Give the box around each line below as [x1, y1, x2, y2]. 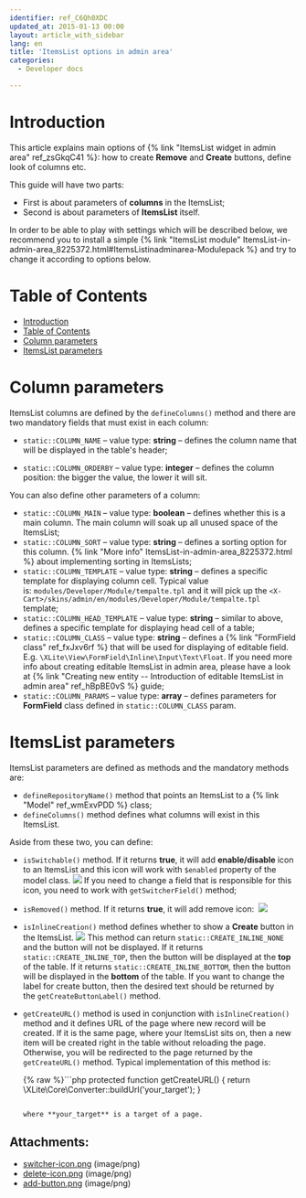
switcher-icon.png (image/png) [22, 1159, 141, 1170]
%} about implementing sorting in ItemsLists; [22, 555, 192, 567]
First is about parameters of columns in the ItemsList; [22, 197, 226, 208]
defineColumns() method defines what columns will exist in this [22, 808, 260, 819]
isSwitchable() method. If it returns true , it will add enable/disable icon [22, 854, 294, 865]
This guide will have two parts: [9, 179, 125, 190]
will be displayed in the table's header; [22, 444, 168, 455]
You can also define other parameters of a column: [9, 489, 201, 500]
